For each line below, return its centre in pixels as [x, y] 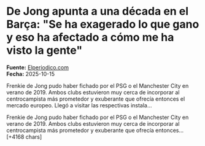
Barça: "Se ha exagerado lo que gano [103, 24]
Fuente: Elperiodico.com [38, 67]
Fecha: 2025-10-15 [31, 74]
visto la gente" [44, 51]
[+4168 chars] [24, 137]
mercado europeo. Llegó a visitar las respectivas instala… [79, 105]
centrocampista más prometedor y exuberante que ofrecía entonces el [96, 99]
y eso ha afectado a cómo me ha [90, 37]
